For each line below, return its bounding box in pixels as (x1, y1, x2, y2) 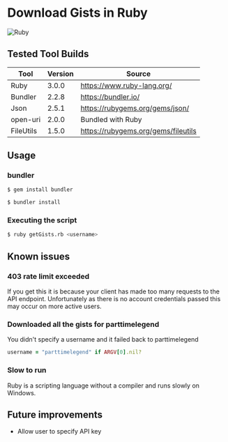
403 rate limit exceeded (7, 271, 90, 281)
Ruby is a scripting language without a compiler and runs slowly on (7, 381, 200, 390)
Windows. (7, 388, 36, 397)
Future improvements (7, 409, 103, 420)
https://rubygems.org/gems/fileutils (80, 125, 197, 135)
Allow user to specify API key (17, 427, 102, 436)
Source (126, 68, 151, 78)
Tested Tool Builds (7, 48, 89, 60)
